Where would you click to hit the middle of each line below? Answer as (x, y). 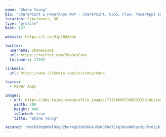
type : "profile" (22, 23)
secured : (14, 127)
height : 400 (26, 109)
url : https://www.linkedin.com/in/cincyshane (57, 73)
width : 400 (25, 104)
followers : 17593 (27, 60)
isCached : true (30, 114)
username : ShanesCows (32, 50)
